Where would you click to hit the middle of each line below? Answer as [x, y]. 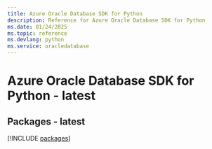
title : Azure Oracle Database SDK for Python [75, 14]
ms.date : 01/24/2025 [38, 27]
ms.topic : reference [38, 33]
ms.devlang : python [36, 40]
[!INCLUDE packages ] [39, 138]
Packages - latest [46, 121]
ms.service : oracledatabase [48, 46]
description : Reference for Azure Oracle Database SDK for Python [106, 20]
